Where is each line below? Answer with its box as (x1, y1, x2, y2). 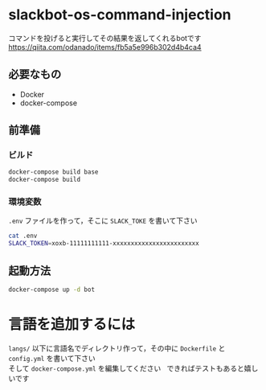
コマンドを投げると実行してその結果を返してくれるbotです (8, 33, 202, 43)
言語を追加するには (8, 315, 136, 334)
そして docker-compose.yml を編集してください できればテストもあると (8, 363, 245, 373)
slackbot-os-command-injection (8, 6, 231, 24)
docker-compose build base (8, 168, 99, 176)
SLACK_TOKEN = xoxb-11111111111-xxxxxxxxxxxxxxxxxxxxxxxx (8, 240, 199, 248)
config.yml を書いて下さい (8, 353, 96, 363)
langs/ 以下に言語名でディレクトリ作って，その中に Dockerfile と (8, 343, 226, 353)
